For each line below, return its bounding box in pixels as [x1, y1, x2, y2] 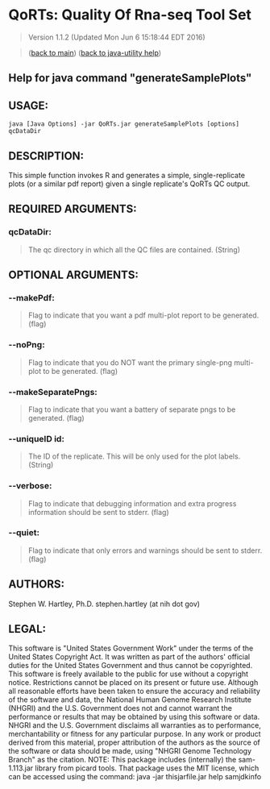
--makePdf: [8, 292, 55, 303]
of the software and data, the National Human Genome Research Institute [8, 695, 252, 704]
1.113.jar [8, 763, 34, 773]
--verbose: [8, 480, 52, 492]
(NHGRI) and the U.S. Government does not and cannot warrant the [8, 704, 232, 713]
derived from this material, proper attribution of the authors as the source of [8, 737, 260, 747]
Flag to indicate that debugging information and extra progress [27, 498, 237, 509]
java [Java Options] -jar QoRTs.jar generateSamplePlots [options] [8, 120, 240, 128]
